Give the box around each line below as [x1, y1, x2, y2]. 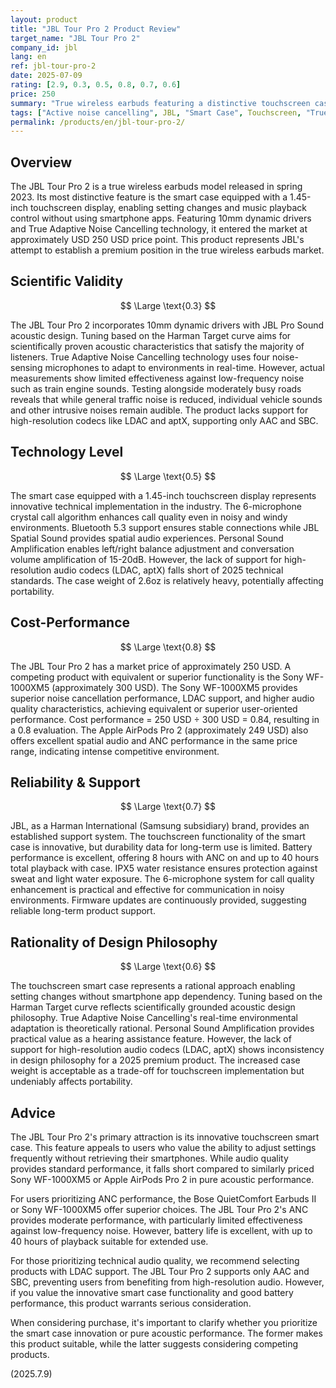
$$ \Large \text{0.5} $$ [119, 470, 217, 482]
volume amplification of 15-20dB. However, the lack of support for [10, 553, 282, 565]
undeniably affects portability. [10, 1076, 133, 1088]
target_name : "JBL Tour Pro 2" [10, 33, 141, 43]
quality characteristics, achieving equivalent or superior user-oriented [10, 702, 298, 715]
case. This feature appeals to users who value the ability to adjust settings [10, 1141, 317, 1153]
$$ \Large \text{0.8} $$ [119, 641, 217, 653]
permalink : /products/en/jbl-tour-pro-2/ [10, 117, 186, 127]
